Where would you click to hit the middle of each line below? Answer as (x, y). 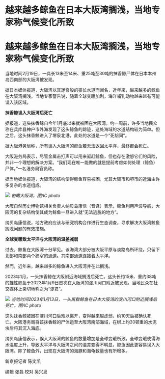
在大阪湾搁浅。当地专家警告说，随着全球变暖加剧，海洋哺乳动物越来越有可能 (82, 96)
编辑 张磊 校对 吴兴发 (26, 372)
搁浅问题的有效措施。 (27, 229)
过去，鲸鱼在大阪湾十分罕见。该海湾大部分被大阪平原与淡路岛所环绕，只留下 (82, 250)
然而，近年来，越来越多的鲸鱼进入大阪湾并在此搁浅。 (59, 266)
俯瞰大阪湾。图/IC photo (36, 196)
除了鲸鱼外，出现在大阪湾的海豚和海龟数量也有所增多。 (74, 351)
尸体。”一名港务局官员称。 (31, 169)
